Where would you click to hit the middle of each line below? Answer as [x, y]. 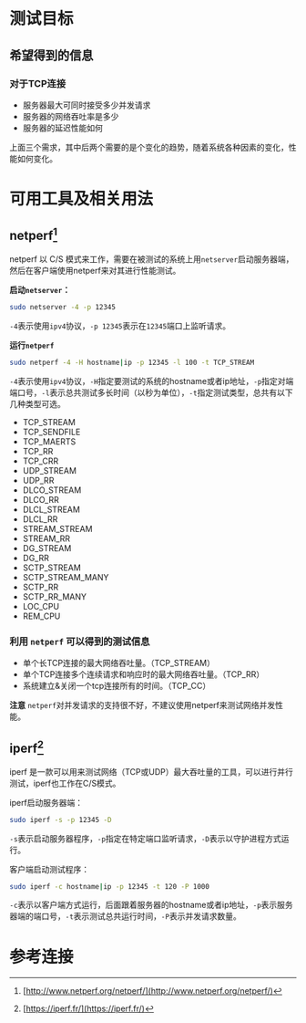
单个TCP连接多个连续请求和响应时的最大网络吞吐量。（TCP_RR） [143, 674]
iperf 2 [26, 747]
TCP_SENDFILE [51, 432]
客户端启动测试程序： [49, 869]
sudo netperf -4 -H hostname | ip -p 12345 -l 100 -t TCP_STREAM [132, 362]
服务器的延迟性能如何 [62, 128]
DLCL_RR [40, 519]
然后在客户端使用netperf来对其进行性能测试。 [95, 270]
